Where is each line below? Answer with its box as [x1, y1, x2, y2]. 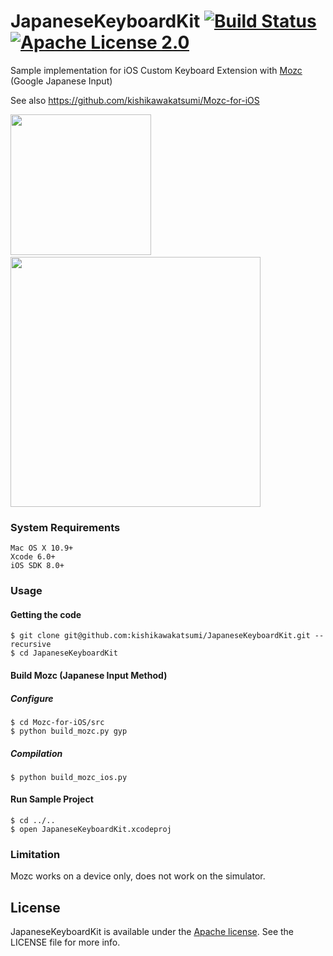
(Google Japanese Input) [10, 75, 113, 87]
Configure [10, 692, 54, 704]
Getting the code [10, 608, 82, 620]
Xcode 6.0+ [10, 552, 56, 562]
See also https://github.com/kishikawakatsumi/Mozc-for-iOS [10, 94, 260, 106]
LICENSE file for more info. [10, 936, 121, 949]
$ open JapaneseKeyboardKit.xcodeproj [10, 825, 172, 835]
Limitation [10, 848, 61, 862]
